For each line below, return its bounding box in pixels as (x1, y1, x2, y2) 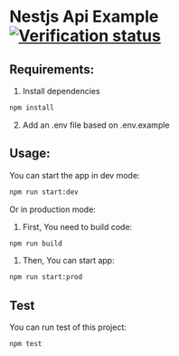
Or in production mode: (9, 204, 97, 215)
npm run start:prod (9, 273, 83, 282)
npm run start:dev (9, 188, 79, 197)
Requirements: (9, 62, 95, 77)
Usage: (9, 146, 52, 161)
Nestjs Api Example (9, 6, 159, 27)
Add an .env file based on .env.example (22, 120, 170, 130)
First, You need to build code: (22, 221, 133, 232)
